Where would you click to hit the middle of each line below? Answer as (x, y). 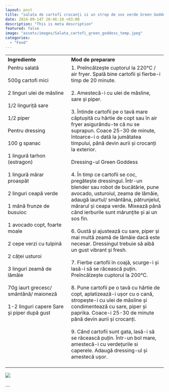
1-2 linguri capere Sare (36, 306)
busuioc (17, 212)
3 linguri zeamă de (30, 268)
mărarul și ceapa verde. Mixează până (116, 206)
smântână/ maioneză (32, 293)
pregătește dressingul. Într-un (107, 180)
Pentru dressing (26, 130)
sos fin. (80, 218)
